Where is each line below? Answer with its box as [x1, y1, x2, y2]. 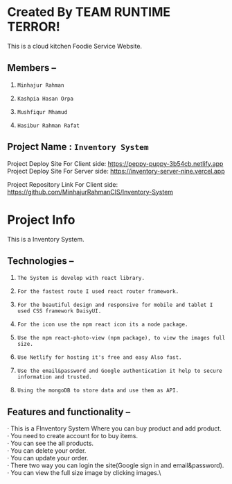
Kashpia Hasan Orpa [17, 95, 74, 102]
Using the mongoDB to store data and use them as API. [17, 387, 179, 394]
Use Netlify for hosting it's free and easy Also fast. [17, 354, 182, 361]
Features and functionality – [7, 406, 131, 417]
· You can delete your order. [7, 447, 87, 455]
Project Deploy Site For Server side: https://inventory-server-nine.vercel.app [7, 167, 225, 175]
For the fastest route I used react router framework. [17, 288, 179, 295]
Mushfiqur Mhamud [17, 108, 68, 115]
